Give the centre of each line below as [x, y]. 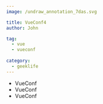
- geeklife [25, 66]
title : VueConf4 [26, 22]
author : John [22, 28]
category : [18, 61]
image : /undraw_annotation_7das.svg [51, 12]
